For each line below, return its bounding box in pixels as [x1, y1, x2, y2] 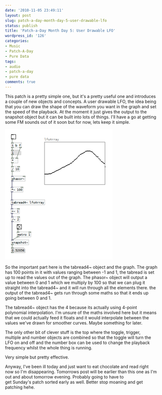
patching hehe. [5, 384, 35, 390]
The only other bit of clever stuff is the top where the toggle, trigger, [5, 329, 141, 335]
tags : [5, 59, 16, 64]
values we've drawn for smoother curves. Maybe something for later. [5, 320, 143, 326]
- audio [5, 64, 21, 69]
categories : [5, 39, 29, 44]
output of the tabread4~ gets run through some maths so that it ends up [5, 290, 149, 296]
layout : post [5, 13, 31, 18]
